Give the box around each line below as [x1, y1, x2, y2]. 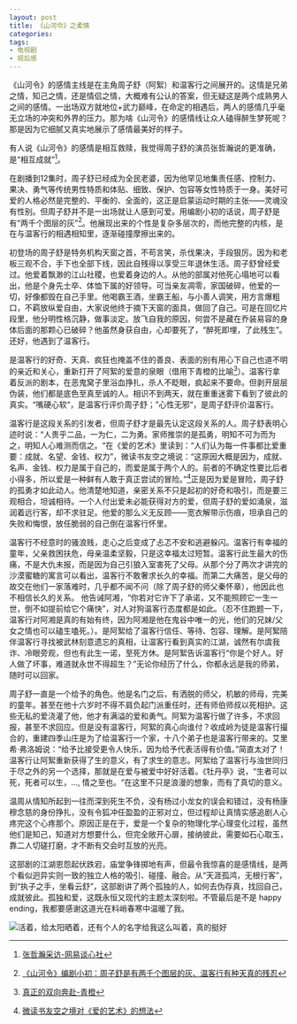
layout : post [9, 12, 57, 22]
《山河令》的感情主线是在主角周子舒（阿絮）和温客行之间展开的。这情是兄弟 [9, 80, 288, 89]
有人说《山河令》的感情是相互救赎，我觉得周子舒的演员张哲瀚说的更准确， [9, 142, 280, 153]
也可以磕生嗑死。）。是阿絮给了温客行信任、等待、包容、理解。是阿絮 [32, 625, 280, 635]
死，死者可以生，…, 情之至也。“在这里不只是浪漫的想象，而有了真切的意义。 [9, 776, 287, 788]
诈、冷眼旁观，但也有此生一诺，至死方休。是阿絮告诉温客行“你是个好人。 [9, 647, 277, 658]
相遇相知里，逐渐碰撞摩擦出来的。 [55, 228, 179, 239]
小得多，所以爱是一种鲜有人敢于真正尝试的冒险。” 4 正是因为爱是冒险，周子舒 [9, 472, 285, 484]
